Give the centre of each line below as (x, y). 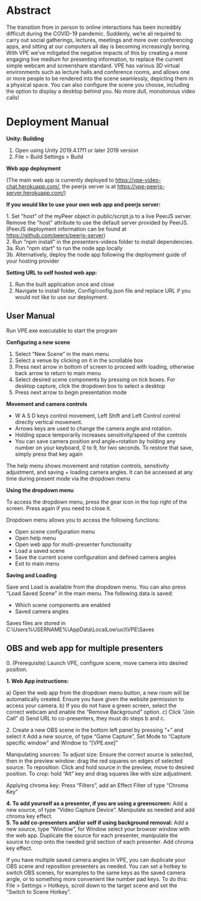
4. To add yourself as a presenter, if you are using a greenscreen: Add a (97, 803)
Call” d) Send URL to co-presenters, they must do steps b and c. (86, 718)
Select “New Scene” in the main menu (62, 354)
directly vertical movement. (49, 422)
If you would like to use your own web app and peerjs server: (83, 204)
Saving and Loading (31, 575)
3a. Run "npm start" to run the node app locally (64, 248)
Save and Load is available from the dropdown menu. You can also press (96, 587)
